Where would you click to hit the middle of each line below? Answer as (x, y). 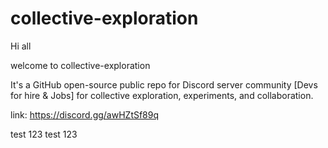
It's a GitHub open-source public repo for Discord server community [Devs (164, 84)
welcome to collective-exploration (80, 65)
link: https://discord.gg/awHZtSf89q (85, 114)
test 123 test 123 (44, 134)
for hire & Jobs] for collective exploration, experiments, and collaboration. (162, 95)
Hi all (21, 46)
